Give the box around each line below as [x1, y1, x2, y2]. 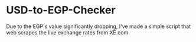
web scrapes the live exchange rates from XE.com [6, 29, 129, 36]
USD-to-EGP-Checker [6, 3, 116, 17]
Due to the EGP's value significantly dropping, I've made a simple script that [6, 23, 191, 30]
